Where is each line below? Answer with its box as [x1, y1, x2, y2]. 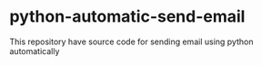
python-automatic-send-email [9, 6, 246, 27]
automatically [9, 45, 60, 56]
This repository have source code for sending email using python [9, 36, 254, 47]
